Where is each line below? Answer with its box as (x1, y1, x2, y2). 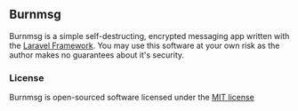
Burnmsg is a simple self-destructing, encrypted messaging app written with (9, 30, 290, 41)
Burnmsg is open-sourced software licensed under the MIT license (9, 92, 255, 103)
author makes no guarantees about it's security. (9, 49, 185, 60)
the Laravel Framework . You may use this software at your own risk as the (9, 40, 280, 51)
